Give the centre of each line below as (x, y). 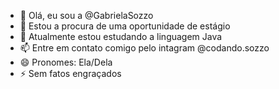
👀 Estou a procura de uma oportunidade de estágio (125, 26)
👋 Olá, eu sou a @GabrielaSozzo (86, 15)
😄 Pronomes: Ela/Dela (66, 62)
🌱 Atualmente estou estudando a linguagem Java (121, 36)
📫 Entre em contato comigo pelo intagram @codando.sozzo (144, 48)
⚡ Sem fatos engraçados (70, 73)
